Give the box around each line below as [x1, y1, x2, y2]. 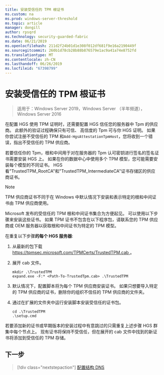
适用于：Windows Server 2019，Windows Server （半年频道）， [17, 105, 145, 111]
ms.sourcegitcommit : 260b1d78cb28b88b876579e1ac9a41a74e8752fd [5, 48, 137, 53]
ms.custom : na [5, 12, 34, 17]
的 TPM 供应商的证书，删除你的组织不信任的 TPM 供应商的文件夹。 [12, 289, 147, 295]
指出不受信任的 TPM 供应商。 [13, 139, 73, 145]
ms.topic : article [5, 20, 42, 26]
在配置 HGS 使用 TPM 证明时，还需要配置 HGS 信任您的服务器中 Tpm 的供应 [5, 121, 158, 127]
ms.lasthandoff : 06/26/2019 [5, 61, 62, 66]
